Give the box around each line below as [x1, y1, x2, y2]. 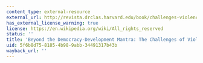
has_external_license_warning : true [6, 20, 98, 26]
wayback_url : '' [6, 48, 47, 54]
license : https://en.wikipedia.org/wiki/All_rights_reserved [6, 25, 164, 32]
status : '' [6, 31, 34, 37]
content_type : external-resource [6, 8, 91, 15]
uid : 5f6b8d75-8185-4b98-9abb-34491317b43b [6, 43, 118, 49]
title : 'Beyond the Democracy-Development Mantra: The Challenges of [6, 37, 185, 43]
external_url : [6, 14, 42, 20]
